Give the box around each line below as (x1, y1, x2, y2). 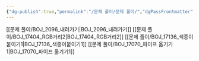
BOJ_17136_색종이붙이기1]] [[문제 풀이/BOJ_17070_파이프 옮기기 (24, 40, 173, 47)
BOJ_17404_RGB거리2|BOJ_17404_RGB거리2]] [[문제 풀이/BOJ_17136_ (12, 33, 179, 40)
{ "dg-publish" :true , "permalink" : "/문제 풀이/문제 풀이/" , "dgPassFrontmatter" (6, 8, 193, 15)
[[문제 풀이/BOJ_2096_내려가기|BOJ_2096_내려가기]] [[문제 (6, 25, 147, 33)
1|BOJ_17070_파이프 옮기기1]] (6, 48, 75, 55)
